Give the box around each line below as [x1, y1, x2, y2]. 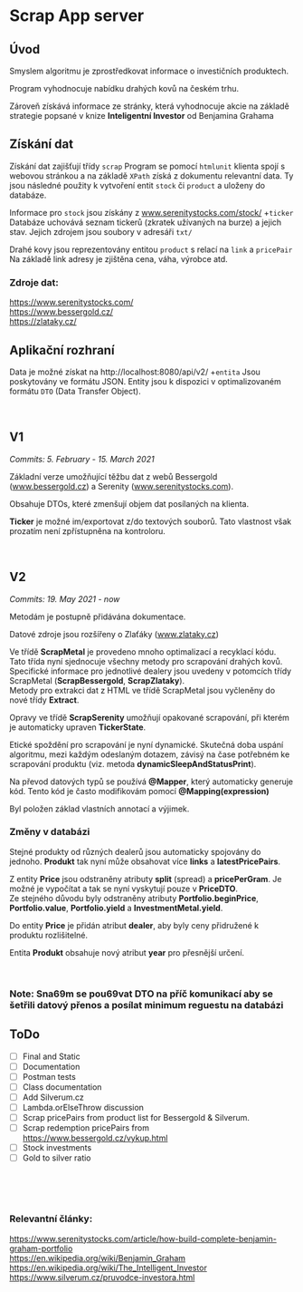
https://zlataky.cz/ [9, 316, 77, 327]
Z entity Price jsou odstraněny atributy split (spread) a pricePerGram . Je [9, 873, 282, 884]
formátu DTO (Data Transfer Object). [9, 385, 142, 396]
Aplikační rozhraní [9, 342, 115, 358]
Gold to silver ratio [22, 1152, 91, 1163]
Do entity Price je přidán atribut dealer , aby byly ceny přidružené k [9, 919, 260, 930]
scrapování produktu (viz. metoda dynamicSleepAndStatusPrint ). [9, 758, 257, 769]
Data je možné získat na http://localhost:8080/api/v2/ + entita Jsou [9, 366, 260, 377]
